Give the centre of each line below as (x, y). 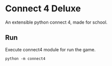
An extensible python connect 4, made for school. (56, 22)
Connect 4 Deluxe (43, 9)
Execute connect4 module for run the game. (51, 49)
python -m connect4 (25, 59)
